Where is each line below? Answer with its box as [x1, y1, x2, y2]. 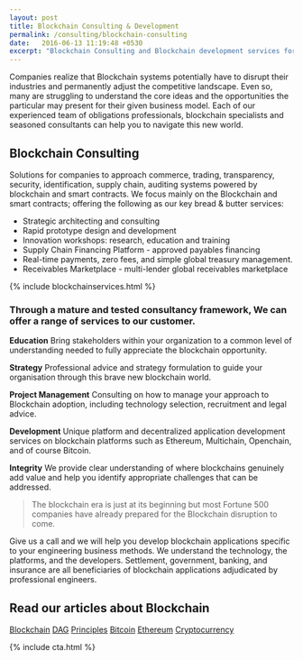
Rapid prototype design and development [22, 225, 178, 235]
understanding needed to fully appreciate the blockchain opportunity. [9, 344, 268, 356]
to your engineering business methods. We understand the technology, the [9, 545, 288, 556]
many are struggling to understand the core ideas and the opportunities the [9, 91, 289, 102]
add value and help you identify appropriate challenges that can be [9, 472, 259, 483]
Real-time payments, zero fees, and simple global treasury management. [22, 253, 293, 264]
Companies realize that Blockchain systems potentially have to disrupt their [9, 71, 289, 82]
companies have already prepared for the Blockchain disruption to [31, 509, 278, 519]
